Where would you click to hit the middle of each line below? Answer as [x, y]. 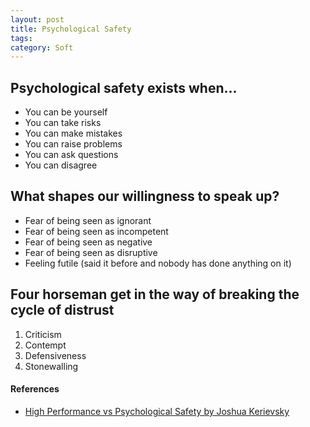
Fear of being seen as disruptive [91, 252]
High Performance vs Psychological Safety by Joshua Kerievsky [157, 411]
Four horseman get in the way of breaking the [155, 294]
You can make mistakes [73, 133]
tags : [21, 38]
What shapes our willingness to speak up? [145, 196]
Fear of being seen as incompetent [96, 231]
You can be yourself [66, 112]
